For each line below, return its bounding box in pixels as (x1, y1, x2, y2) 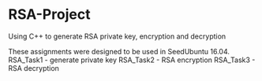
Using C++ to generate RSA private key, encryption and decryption (8, 31, 226, 41)
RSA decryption (8, 63, 59, 72)
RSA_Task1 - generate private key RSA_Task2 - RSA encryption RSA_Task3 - (8, 55, 256, 64)
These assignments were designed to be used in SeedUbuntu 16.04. (8, 46, 230, 56)
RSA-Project (8, 6, 91, 24)
